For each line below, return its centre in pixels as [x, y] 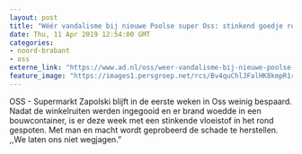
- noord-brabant [40, 51]
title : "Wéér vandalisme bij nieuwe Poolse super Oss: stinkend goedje [146, 26]
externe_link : [36, 68]
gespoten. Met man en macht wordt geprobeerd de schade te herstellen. [144, 130]
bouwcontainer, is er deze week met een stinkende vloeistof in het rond [142, 120]
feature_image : [38, 76]
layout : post [34, 17]
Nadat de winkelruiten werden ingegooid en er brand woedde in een [136, 111]
